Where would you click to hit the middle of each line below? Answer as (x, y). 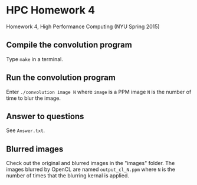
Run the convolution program (61, 78)
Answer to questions (45, 116)
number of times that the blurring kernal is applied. (68, 176)
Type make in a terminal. (35, 59)
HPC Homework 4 (51, 10)
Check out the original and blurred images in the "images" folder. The (91, 163)
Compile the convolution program (69, 45)
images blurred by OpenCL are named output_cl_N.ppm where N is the (91, 169)
